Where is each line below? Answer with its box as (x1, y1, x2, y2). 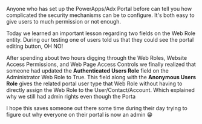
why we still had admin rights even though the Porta (6, 93, 136, 100)
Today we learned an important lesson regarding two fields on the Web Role (6, 30, 195, 37)
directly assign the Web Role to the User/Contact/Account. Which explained (6, 86, 195, 93)
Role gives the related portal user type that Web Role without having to (6, 80, 183, 87)
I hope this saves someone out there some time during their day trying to (6, 105, 187, 111)
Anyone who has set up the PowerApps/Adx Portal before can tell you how (6, 5, 192, 12)
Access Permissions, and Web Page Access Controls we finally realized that (6, 60, 197, 68)
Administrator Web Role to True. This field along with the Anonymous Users (6, 74, 197, 80)
